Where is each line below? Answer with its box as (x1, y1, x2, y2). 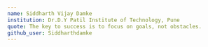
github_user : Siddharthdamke (7, 29, 92, 37)
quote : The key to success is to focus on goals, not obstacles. (7, 23, 202, 30)
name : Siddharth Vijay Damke (7, 10, 92, 17)
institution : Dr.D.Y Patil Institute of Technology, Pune (7, 17, 180, 23)
